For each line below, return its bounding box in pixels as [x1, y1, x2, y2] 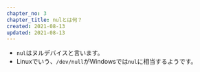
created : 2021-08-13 [6, 23, 66, 29]
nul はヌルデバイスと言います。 [16, 49, 104, 57]
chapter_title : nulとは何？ [6, 16, 83, 23]
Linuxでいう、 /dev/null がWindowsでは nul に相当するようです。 [16, 58, 197, 66]
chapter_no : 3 [6, 10, 47, 17]
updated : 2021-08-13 [6, 29, 66, 36]
